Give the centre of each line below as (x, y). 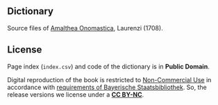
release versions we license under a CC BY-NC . (76, 94)
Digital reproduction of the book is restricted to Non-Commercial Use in (109, 79)
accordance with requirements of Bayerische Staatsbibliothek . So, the (107, 87)
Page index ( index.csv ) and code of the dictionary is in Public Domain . (108, 66)
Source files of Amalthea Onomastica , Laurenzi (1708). (85, 28)
